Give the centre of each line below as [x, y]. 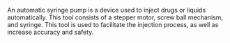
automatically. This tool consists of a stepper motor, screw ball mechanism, [115, 17]
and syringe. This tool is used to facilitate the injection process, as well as [113, 25]
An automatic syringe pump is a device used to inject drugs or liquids [107, 10]
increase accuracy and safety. [51, 32]
